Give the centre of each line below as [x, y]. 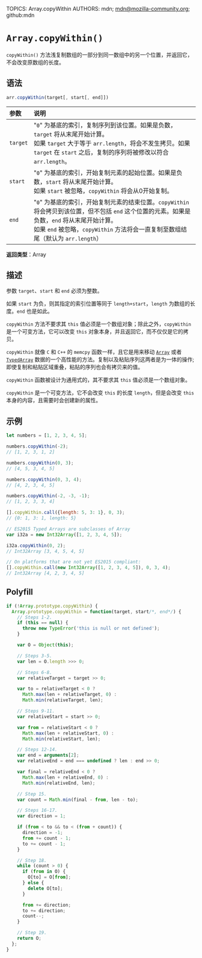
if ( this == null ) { [43, 623]
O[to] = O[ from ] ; [49, 877]
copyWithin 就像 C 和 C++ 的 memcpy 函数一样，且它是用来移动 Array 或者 [94, 352]
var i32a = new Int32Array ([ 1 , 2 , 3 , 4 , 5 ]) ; [64, 535]
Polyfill [20, 592]
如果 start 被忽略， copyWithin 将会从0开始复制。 [103, 191]
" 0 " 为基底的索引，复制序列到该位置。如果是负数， [105, 125]
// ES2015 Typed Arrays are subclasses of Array [68, 529]
